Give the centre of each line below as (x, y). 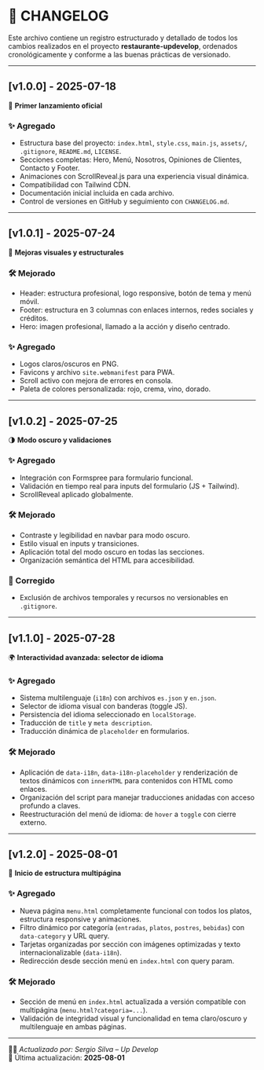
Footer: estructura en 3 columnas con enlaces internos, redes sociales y (136, 310)
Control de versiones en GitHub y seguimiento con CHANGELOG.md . (124, 202)
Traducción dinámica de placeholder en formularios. (104, 731)
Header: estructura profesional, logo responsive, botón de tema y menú (135, 293)
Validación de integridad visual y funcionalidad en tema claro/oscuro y (133, 1018)
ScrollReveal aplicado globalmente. (76, 494)
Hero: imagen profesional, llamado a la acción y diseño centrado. (125, 327)
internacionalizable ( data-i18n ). (70, 952)
